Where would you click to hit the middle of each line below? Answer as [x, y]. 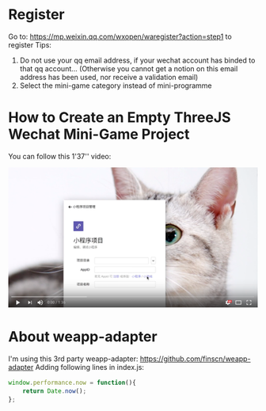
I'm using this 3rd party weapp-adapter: [73, 359]
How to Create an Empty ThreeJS [120, 118]
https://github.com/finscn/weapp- [195, 359]
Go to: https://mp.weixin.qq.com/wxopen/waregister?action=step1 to [120, 36]
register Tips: [30, 44]
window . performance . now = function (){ [72, 382]
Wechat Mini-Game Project [99, 134]
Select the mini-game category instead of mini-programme [116, 86]
